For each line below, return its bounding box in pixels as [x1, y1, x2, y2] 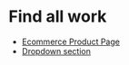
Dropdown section [21, 45, 92, 56]
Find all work [8, 6, 107, 27]
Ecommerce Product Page [21, 36, 120, 47]
